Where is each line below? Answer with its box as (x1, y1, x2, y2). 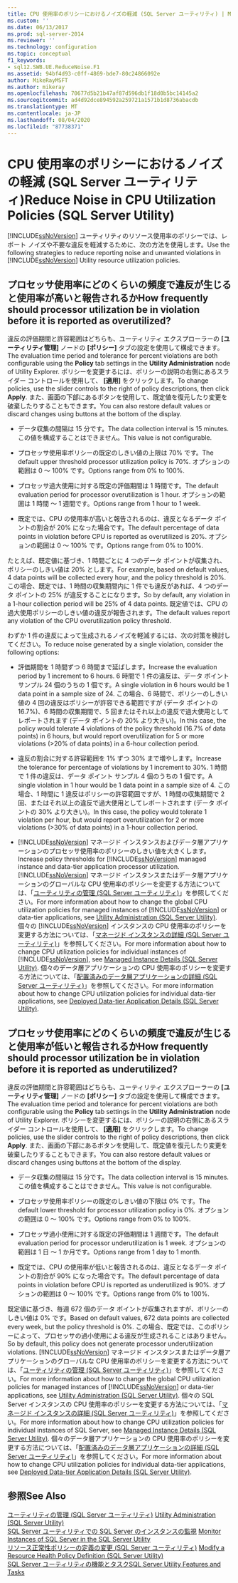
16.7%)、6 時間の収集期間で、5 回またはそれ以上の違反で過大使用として (17, 707, 229, 716)
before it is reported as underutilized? (7, 1063, 178, 1075)
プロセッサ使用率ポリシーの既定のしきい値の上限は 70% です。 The (17, 448, 215, 457)
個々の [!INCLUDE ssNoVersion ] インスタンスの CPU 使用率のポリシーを (17, 922, 227, 930)
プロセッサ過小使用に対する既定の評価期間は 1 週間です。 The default (17, 1230, 219, 1239)
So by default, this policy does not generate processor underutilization (7, 1339, 214, 1348)
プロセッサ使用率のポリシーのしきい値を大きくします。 (48, 847, 211, 855)
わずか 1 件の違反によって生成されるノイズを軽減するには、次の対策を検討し (7, 631, 231, 640)
